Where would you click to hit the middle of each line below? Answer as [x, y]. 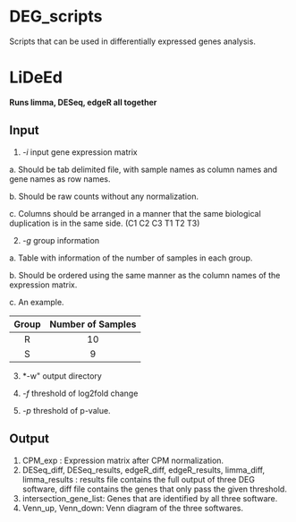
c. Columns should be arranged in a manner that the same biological [135, 213]
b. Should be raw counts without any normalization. [104, 196]
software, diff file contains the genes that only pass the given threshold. [155, 489]
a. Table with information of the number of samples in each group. [131, 258]
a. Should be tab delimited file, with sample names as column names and [144, 169]
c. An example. [37, 302]
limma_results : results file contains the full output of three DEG [138, 479]
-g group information [61, 240]
